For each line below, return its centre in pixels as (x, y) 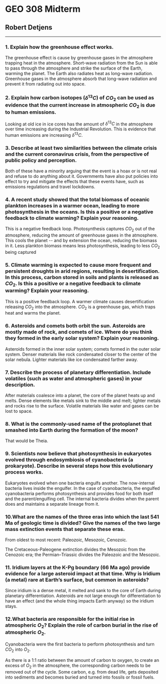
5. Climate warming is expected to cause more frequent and (78, 265)
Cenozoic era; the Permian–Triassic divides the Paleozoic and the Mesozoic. (83, 555)
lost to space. (19, 411)
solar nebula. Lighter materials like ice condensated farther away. (72, 360)
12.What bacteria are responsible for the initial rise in (70, 619)
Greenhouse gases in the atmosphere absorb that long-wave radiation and (81, 79)
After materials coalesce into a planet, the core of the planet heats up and (80, 396)
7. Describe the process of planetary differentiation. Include (78, 372)
